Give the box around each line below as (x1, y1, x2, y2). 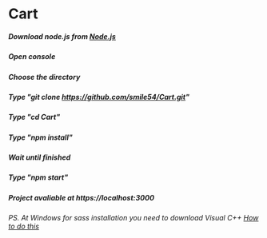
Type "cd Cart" (8, 113, 61, 122)
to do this (8, 221, 40, 232)
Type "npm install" (8, 133, 74, 142)
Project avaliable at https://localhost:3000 (8, 192, 154, 202)
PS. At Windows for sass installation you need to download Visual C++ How (8, 213, 259, 223)
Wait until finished (8, 153, 71, 162)
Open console (8, 52, 56, 61)
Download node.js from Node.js (8, 31, 116, 41)
